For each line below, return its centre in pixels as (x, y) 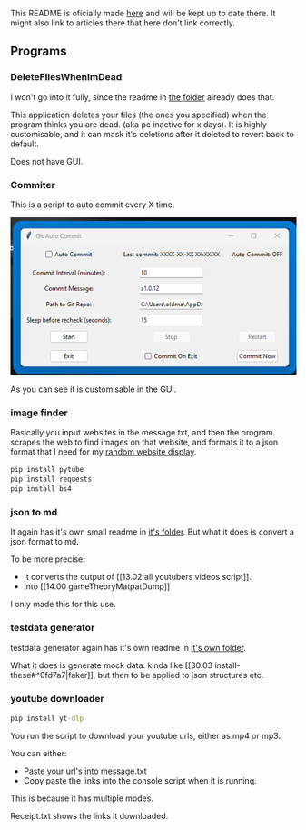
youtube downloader (57, 698)
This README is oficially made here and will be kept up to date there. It (143, 13)
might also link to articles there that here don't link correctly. (123, 23)
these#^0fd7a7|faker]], (53, 675)
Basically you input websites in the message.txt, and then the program (142, 433)
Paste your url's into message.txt (85, 771)
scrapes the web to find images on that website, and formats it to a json (144, 442)
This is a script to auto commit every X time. (93, 205)
